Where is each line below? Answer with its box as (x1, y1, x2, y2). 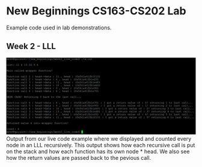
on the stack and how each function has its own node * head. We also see (6, 148, 190, 155)
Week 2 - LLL (6, 41, 56, 51)
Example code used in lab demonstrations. (6, 24, 112, 31)
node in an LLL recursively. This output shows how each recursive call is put (6, 142, 195, 149)
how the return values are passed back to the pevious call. (6, 154, 151, 162)
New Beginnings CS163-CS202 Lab (6, 4, 186, 18)
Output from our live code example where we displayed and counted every (6, 135, 192, 142)
